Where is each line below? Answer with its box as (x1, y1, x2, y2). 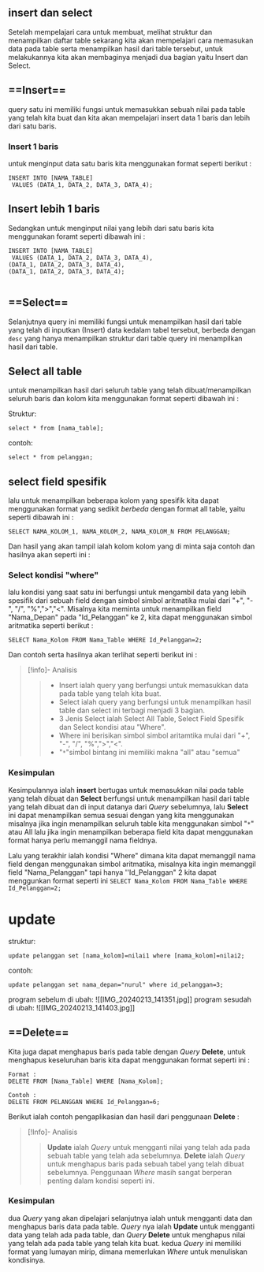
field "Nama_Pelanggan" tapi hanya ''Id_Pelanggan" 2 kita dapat (8, 867, 217, 877)
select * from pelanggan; (8, 453, 93, 462)
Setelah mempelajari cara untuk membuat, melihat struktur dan (8, 27, 213, 36)
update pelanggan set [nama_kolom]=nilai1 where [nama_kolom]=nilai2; (8, 951, 245, 960)
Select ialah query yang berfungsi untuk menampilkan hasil (58, 697, 251, 707)
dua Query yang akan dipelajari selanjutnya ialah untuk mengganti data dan (8, 1213, 253, 1222)
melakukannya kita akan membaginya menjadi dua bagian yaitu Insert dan (8, 52, 248, 61)
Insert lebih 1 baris (8, 203, 100, 216)
